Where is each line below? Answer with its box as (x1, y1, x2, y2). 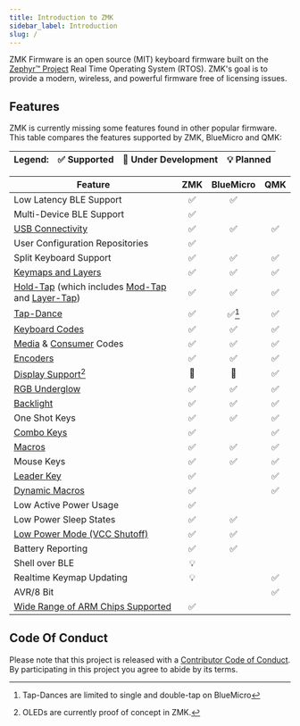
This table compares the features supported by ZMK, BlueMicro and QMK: (9, 132, 283, 143)
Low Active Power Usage (13, 498, 119, 511)
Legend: (13, 154, 49, 166)
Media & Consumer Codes (13, 337, 124, 349)
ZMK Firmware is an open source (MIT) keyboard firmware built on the (9, 54, 270, 65)
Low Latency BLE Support (13, 194, 122, 206)
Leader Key (13, 470, 62, 482)
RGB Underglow (13, 382, 81, 395)
